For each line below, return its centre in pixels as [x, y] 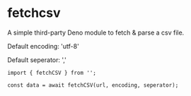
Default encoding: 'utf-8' [43, 46]
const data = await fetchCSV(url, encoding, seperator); [93, 85]
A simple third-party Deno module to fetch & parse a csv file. [96, 32]
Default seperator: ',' [37, 60]
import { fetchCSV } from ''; [52, 73]
